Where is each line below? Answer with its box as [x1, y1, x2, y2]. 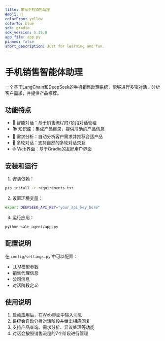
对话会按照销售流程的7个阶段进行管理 [12, 331, 89, 337]
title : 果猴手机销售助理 [5, 7, 50, 12]
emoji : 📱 [5, 12, 23, 17]
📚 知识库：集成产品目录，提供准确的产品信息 [12, 126, 105, 132]
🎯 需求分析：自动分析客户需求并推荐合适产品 [12, 134, 103, 139]
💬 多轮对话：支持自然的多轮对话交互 [12, 140, 86, 146]
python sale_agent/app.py [5, 224, 58, 229]
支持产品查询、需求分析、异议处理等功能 [12, 324, 95, 330]
